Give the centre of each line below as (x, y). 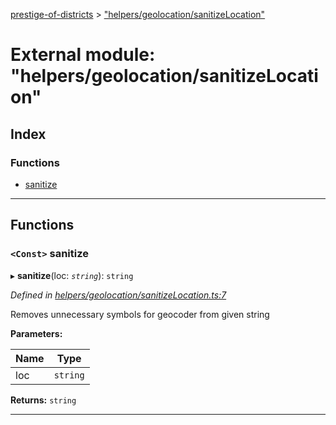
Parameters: (36, 333)
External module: (83, 55)
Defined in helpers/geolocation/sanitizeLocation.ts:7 (118, 295)
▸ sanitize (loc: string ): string (72, 275)
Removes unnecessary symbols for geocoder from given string (140, 314)
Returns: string (43, 400)
